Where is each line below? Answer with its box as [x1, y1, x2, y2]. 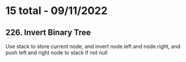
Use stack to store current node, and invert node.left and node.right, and [5, 43, 181, 50]
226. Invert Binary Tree [5, 27, 91, 37]
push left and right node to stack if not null [5, 49, 108, 56]
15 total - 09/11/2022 [5, 4, 108, 18]
